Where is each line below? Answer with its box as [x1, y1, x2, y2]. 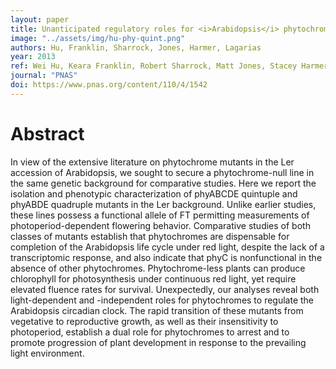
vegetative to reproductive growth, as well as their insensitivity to [10, 315, 279, 327]
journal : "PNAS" [10, 71, 78, 81]
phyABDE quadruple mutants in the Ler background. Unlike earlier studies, [10, 198, 317, 210]
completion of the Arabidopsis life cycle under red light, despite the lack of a [10, 241, 325, 253]
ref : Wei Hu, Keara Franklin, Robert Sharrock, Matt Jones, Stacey [10, 61, 298, 71]
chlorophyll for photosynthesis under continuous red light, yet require [10, 272, 297, 285]
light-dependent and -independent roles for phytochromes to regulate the [10, 294, 315, 306]
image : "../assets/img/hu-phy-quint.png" [10, 33, 186, 43]
